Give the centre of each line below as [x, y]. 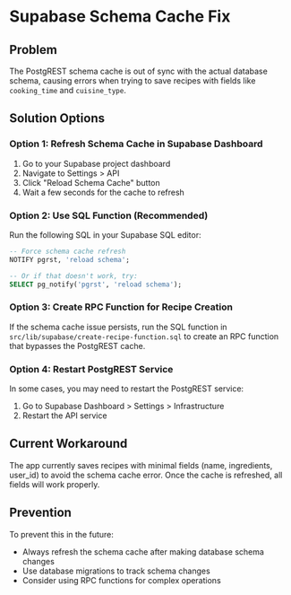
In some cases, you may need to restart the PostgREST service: [127, 389]
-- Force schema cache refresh [68, 251]
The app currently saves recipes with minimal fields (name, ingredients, [141, 465]
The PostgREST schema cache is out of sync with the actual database [139, 71]
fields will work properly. [55, 484]
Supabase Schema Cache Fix [120, 17]
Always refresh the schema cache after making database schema [143, 551]
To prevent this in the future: [62, 534]
